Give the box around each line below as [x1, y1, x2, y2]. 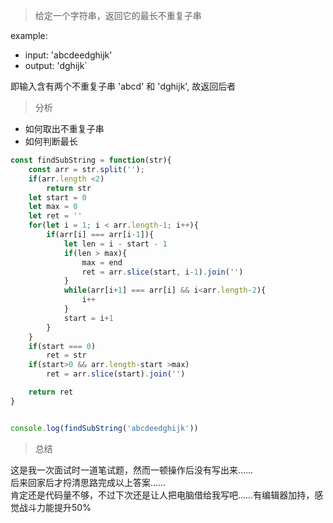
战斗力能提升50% [18, 501, 92, 513]
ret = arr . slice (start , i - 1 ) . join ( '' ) [81, 267, 244, 277]
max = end [81, 257, 123, 268]
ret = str [46, 350, 87, 361]
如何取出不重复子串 [24, 123, 105, 134]
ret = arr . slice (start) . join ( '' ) [46, 369, 186, 379]
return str [46, 183, 92, 193]
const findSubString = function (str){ [10, 155, 172, 165]
